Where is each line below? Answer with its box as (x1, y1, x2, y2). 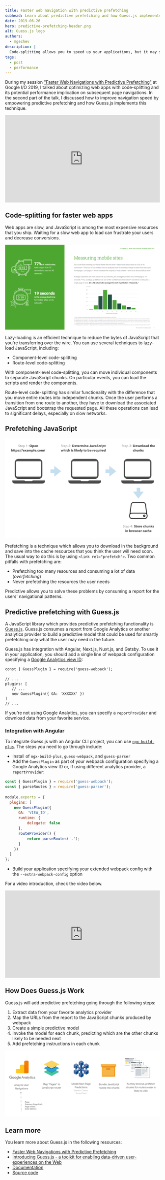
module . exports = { (5, 794, 45, 800)
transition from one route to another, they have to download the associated (5, 399, 156, 406)
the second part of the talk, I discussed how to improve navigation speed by (5, 95, 159, 101)
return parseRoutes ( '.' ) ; (27, 836, 80, 841)
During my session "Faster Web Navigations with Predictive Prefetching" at (5, 79, 157, 85)
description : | (5, 44, 36, 49)
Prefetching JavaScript (5, 425, 78, 433)
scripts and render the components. (5, 380, 78, 386)
